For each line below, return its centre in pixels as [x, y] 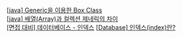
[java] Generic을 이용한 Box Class [54, 10]
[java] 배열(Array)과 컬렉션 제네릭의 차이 [62, 19]
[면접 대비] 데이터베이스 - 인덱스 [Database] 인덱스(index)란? [91, 27]
